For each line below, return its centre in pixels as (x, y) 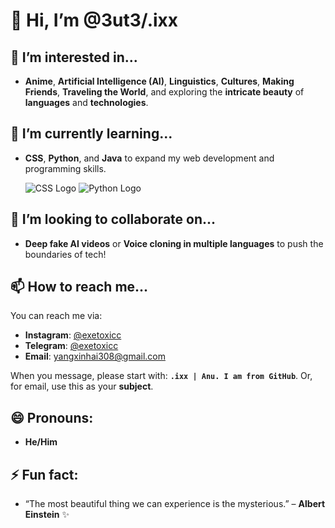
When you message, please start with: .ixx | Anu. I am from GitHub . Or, (161, 376)
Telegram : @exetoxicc (71, 346)
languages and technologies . (86, 102)
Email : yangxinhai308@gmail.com (95, 356)
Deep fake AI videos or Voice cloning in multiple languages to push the (174, 243)
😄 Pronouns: (52, 417)
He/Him (41, 442)
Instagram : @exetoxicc (73, 335)
